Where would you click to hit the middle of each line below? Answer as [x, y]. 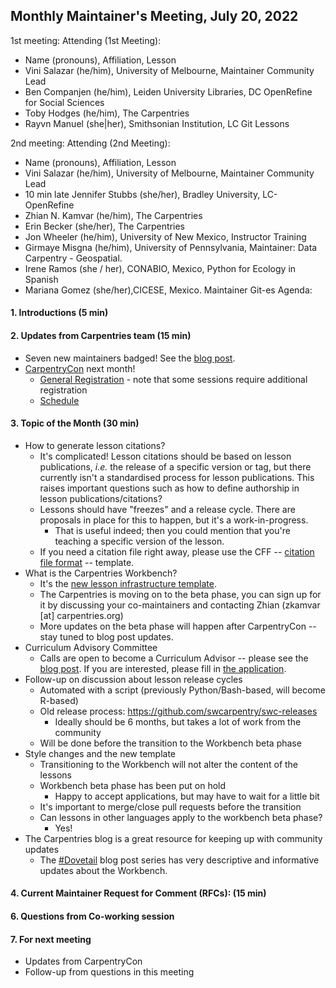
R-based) [59, 700]
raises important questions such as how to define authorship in [169, 488]
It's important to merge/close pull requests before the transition [170, 806]
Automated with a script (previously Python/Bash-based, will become [183, 690]
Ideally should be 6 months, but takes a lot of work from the [178, 721]
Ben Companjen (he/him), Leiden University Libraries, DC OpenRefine [168, 91]
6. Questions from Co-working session [92, 916]
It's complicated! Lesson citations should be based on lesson [165, 456]
